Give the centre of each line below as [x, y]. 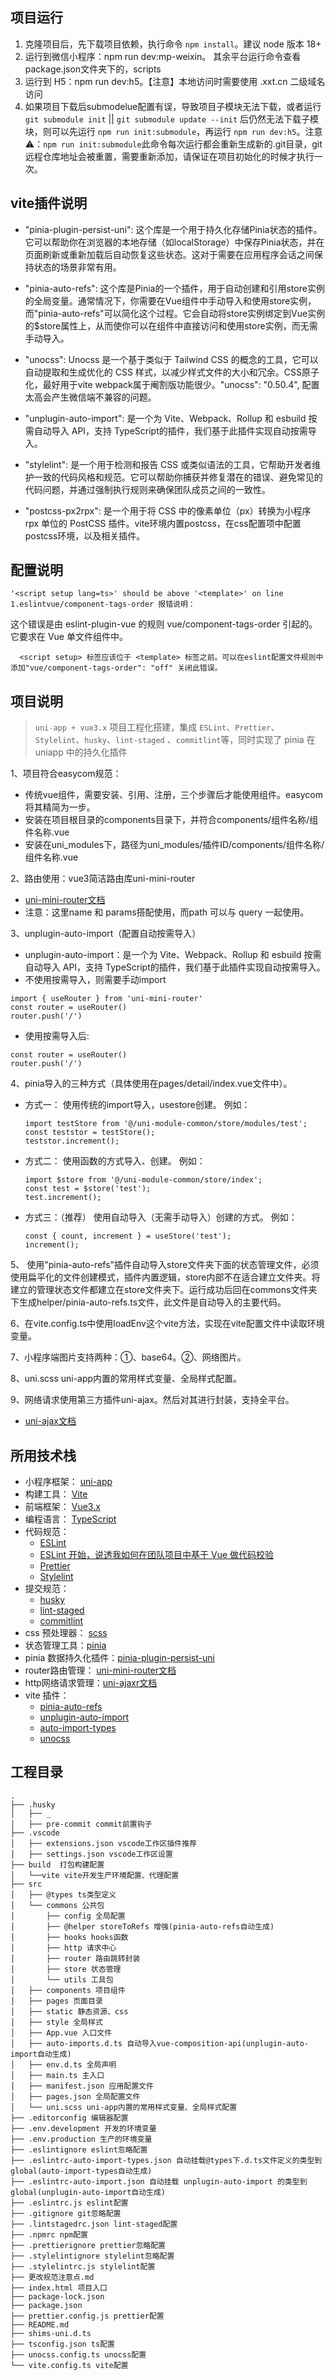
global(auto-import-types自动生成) [81, 2171]
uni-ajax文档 [50, 1421]
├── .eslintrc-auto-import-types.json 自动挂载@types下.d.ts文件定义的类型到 [166, 2160]
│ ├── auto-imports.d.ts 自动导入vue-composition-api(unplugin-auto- [160, 2043]
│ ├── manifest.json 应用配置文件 [82, 2086]
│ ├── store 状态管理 [66, 1969]
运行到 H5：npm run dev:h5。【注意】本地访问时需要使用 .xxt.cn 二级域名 [175, 81]
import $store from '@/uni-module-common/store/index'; [143, 1180]
